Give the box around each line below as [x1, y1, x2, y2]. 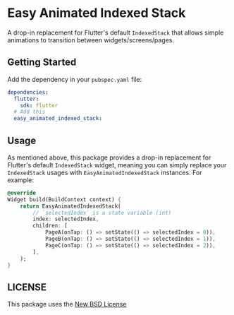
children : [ [32, 222, 68, 230]
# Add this [13, 108, 46, 116]
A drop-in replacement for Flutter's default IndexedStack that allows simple [7, 28, 224, 37]
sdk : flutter [20, 102, 58, 109]
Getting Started [7, 57, 77, 69]
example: [7, 175, 34, 184]
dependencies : [7, 88, 49, 96]
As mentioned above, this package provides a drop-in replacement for [7, 153, 211, 162]
